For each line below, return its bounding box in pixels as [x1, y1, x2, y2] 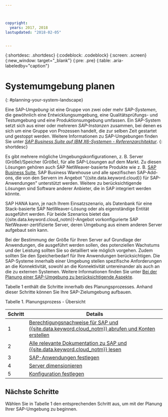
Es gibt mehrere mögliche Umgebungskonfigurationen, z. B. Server [5, 154, 143, 160]
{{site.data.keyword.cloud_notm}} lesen [29, 346, 121, 353]
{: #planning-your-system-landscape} [5, 97, 83, 103]
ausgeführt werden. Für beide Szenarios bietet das [5, 211, 110, 217]
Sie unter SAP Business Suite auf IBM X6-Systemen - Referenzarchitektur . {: [5, 139, 162, 145]
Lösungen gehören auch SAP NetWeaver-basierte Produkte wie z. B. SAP [5, 164, 156, 170]
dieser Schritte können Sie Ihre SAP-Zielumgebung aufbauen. [5, 289, 132, 295]
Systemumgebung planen [5, 81, 115, 92]
